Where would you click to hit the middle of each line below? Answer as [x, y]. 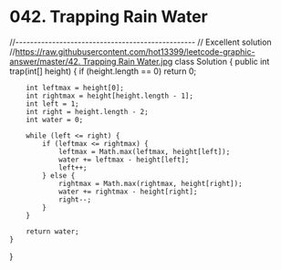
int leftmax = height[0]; [75, 88]
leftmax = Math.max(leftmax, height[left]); [144, 151]
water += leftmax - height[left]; [124, 160]
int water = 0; [55, 119]
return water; [52, 231]
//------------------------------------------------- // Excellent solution [140, 42]
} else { [59, 175]
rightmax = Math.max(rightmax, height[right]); [151, 183]
